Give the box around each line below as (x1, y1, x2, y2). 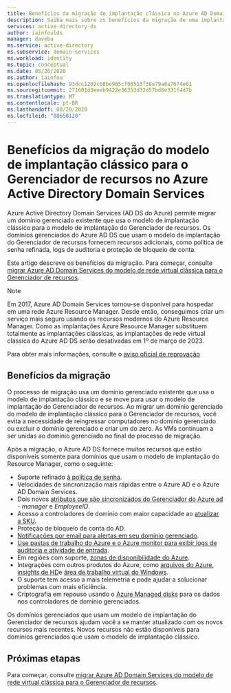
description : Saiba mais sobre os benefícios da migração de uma (7, 17, 198, 23)
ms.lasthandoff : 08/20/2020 (7, 106, 88, 113)
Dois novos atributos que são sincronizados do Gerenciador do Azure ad (16, 495, 223, 503)
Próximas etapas (7, 652, 80, 664)
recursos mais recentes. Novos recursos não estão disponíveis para (7, 626, 200, 634)
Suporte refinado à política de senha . (16, 473, 122, 482)
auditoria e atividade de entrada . (16, 546, 109, 555)
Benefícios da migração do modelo (7, 142, 210, 158)
